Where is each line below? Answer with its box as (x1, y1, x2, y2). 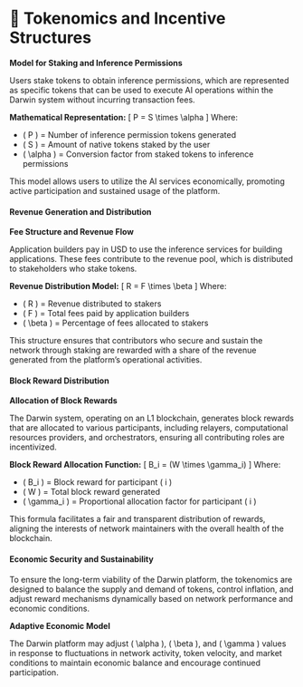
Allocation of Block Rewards (9, 395, 118, 406)
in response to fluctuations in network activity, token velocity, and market (9, 647, 282, 658)
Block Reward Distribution (9, 375, 110, 386)
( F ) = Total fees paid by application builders (22, 308, 190, 319)
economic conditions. (9, 603, 90, 614)
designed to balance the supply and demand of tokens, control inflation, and (9, 584, 294, 595)
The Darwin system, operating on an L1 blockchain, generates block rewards (9, 412, 294, 424)
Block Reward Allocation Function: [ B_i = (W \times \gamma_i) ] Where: (9, 460, 281, 470)
